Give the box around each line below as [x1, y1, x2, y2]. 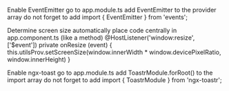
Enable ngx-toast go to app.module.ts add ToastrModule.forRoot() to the [7, 68, 213, 77]
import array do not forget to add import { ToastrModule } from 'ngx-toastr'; [7, 76, 222, 84]
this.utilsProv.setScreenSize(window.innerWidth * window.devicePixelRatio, [7, 48, 221, 56]
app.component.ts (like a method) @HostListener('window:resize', [7, 34, 195, 42]
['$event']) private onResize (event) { [7, 41, 112, 49]
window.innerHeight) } [7, 55, 71, 64]
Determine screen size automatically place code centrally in [7, 27, 177, 34]
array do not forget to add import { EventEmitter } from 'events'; [7, 13, 188, 21]
